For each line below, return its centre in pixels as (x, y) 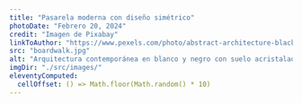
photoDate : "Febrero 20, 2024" (68, 26)
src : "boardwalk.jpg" (50, 51)
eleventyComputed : (44, 76)
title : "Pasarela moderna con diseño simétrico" (102, 17)
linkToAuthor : (36, 43)
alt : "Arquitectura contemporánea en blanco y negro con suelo (130, 59)
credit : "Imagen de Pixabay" (64, 34)
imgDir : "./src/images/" (56, 68)
